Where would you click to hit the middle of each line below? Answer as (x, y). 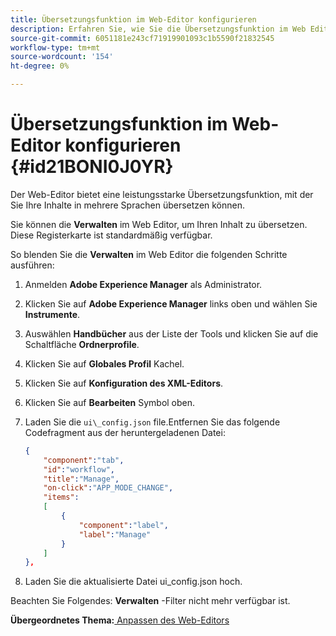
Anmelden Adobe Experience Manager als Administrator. (143, 284)
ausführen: (32, 265)
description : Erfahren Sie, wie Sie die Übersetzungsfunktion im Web (158, 29)
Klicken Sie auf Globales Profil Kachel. (104, 363)
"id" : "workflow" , (79, 469)
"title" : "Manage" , (81, 479)
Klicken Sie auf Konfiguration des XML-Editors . (124, 383)
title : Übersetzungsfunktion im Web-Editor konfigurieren (133, 19)
